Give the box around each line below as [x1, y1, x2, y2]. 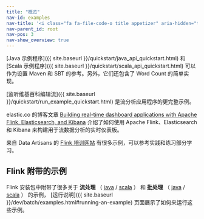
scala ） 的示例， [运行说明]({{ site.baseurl [6, 191, 114, 198]
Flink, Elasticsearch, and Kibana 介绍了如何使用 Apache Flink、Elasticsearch [6, 119, 197, 125]
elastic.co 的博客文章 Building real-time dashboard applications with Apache [6, 111, 197, 118]
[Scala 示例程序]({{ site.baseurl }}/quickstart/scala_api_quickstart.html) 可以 [6, 62, 196, 69]
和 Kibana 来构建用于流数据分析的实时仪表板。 [6, 126, 123, 133]
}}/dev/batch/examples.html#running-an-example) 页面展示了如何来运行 [6, 198, 188, 206]
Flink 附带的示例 [6, 166, 67, 176]
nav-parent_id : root [6, 26, 59, 32]
